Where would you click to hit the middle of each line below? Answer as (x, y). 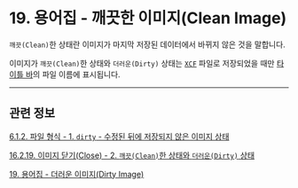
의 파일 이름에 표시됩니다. (77, 74)
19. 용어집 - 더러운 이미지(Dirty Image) (77, 174)
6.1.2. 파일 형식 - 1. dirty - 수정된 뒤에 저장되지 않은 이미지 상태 (119, 136)
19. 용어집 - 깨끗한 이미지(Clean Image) (148, 18)
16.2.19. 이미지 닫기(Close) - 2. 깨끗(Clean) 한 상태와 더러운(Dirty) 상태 (132, 155)
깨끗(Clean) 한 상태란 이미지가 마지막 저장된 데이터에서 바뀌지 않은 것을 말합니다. (147, 44)
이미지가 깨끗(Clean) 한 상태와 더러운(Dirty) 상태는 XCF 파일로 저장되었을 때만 (142, 63)
